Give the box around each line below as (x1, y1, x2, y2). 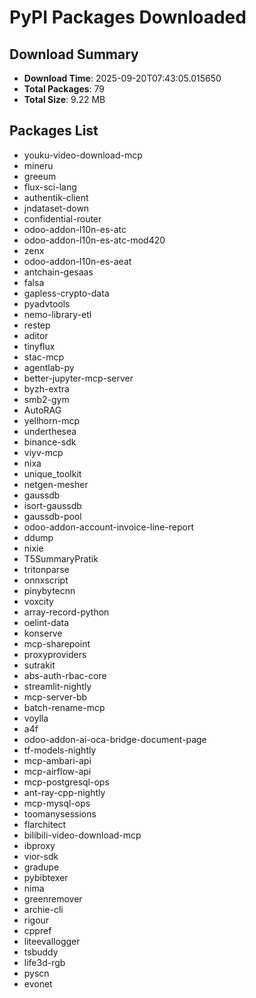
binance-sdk (23, 436, 77, 448)
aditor (23, 329, 49, 341)
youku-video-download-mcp (23, 149, 143, 161)
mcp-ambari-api (23, 754, 92, 766)
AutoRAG (23, 404, 62, 416)
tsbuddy (23, 946, 59, 958)
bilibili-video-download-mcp (23, 829, 142, 841)
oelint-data (23, 616, 70, 628)
